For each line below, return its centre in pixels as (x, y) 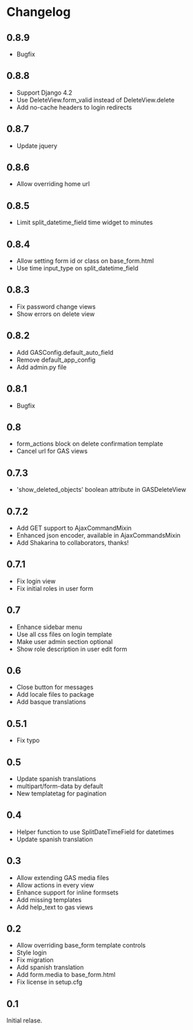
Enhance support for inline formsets (67, 892)
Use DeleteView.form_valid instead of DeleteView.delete (95, 100)
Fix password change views (56, 306)
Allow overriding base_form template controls (81, 946)
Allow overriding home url (53, 184)
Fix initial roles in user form (55, 588)
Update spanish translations (56, 779)
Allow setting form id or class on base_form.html (85, 261)
